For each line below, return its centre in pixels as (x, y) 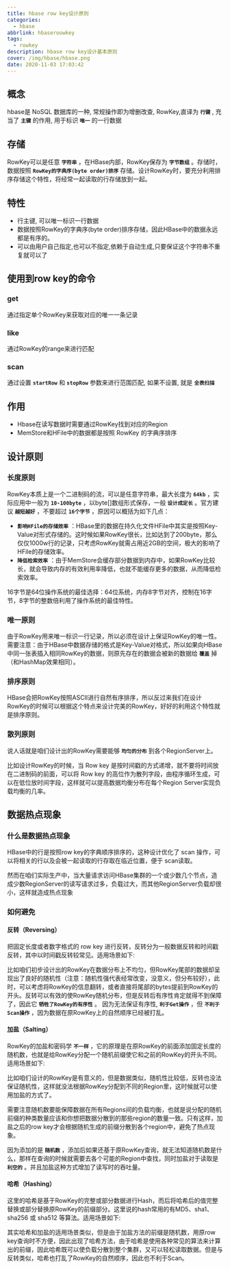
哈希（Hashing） (31, 1184)
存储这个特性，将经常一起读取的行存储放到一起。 (82, 179)
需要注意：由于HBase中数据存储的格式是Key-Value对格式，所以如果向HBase (115, 645)
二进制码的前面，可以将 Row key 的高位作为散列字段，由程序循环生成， (113, 774)
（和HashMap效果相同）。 (43, 662)
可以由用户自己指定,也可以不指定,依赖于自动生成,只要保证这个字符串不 (115, 247)
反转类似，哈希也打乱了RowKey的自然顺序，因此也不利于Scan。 (98, 1258)
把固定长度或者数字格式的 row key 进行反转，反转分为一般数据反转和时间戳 (113, 946)
